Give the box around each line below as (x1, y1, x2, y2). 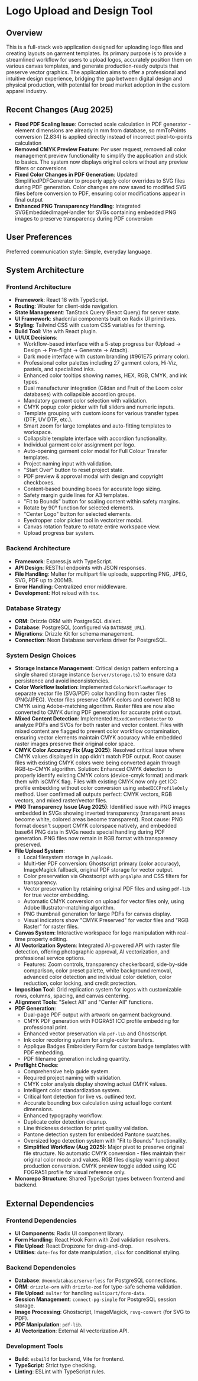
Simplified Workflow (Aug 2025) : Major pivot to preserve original (23, 1143, 184, 1151)
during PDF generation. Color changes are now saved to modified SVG (14, 183, 187, 190)
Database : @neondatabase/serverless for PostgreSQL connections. (14, 1277, 177, 1284)
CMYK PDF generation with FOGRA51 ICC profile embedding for (23, 1018, 180, 1025)
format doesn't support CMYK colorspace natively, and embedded (14, 822, 177, 830)
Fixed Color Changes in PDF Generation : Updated (14, 171, 138, 178)
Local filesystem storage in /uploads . (23, 854, 113, 861)
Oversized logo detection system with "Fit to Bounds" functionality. (23, 1137, 187, 1144)
